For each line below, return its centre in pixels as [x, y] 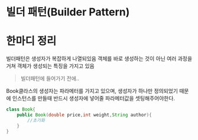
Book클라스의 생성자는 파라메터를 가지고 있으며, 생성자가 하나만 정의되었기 [92, 91]
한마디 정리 [31, 41]
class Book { [21, 109]
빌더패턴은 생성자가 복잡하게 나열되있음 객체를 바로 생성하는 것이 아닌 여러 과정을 [99, 59]
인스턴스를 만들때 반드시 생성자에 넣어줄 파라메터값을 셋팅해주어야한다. [94, 98]
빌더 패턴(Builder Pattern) [68, 12]
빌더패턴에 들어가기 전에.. [50, 79]
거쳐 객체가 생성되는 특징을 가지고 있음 [50, 66]
